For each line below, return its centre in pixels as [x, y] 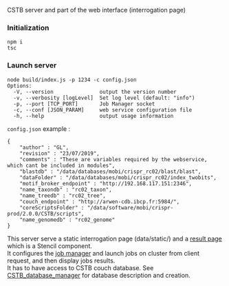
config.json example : [39, 129]
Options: [20, 85]
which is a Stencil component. [50, 246]
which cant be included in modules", [61, 165]
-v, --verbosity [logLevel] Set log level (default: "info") [104, 98]
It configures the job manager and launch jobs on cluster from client [103, 253]
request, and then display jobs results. [61, 261]
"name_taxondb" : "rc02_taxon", [66, 190]
